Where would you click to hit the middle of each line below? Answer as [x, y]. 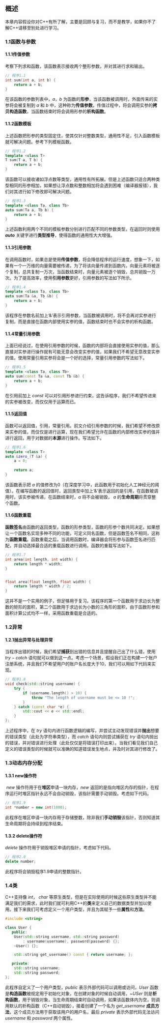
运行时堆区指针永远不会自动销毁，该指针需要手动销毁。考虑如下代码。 [80, 793]
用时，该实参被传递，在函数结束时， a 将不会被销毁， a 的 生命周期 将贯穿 [78, 497]
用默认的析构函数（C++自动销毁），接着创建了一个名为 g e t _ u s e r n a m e [75, 1006]
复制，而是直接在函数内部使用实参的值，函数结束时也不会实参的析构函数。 [80, 322]
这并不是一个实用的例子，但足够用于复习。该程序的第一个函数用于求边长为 [80, 601]
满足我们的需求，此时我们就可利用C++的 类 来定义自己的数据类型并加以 [76, 903]
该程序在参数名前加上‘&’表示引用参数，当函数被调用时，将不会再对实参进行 [81, 315]
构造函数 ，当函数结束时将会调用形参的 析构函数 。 [59, 112]
